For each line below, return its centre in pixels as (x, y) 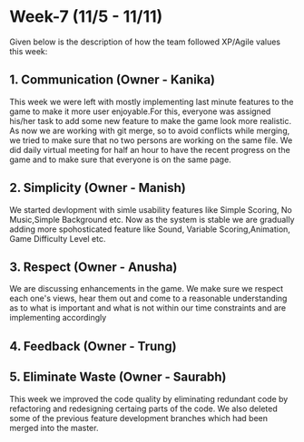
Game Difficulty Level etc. (58, 238)
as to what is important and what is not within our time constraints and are (148, 308)
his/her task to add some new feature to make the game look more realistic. (151, 120)
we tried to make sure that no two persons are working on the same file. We (151, 140)
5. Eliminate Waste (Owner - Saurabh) (118, 377)
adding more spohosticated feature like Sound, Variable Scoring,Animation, (150, 229)
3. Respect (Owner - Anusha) (93, 267)
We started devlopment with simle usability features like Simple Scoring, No (151, 209)
